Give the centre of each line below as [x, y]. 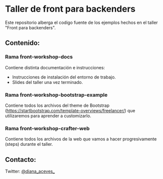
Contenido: [22, 43]
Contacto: [21, 159]
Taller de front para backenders [70, 9]
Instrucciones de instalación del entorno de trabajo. [64, 77]
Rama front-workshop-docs [39, 57]
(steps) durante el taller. [29, 144]
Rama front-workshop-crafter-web [47, 128]
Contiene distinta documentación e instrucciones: [55, 67]
